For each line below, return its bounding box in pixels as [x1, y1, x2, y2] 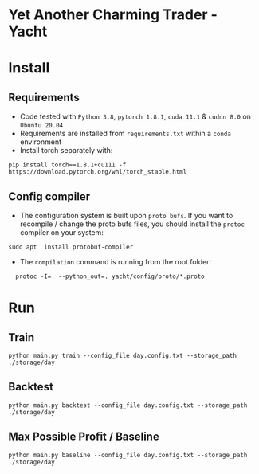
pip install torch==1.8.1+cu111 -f [8, 161, 127, 169]
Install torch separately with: [19, 146, 113, 155]
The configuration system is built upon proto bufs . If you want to [19, 211, 233, 220]
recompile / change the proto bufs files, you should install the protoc [19, 219, 245, 229]
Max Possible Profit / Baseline [8, 430, 159, 444]
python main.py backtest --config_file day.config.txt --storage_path [8, 401, 248, 409]
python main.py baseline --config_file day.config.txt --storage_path [8, 451, 248, 459]
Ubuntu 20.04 [19, 122, 64, 130]
